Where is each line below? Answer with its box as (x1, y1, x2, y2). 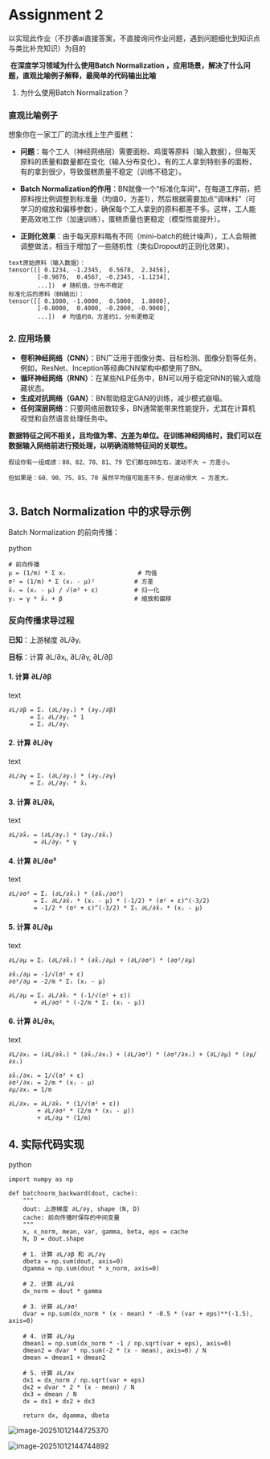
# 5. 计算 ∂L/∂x (22, 1369, 75, 1377)
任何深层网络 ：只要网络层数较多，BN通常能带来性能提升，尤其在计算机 (19, 403, 256, 412)
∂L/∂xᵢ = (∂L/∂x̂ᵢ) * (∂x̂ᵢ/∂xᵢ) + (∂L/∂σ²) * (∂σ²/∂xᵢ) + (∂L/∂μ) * (8, 1050, 239, 1059)
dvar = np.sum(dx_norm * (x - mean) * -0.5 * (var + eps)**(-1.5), (22, 1309, 253, 1318)
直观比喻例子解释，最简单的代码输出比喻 (22, 70, 157, 80)
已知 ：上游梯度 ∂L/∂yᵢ (8, 635, 81, 645)
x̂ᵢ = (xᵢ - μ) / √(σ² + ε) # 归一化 (8, 587, 160, 595)
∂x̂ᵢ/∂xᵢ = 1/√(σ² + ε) (8, 1071, 84, 1080)
